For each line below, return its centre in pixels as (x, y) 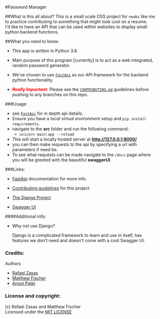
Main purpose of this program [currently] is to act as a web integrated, (82, 60)
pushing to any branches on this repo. (50, 95)
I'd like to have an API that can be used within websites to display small (76, 27)
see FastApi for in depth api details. (48, 113)
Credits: (15, 253)
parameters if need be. (35, 150)
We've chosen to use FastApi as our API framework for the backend (80, 75)
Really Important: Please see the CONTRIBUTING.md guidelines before (80, 89)
